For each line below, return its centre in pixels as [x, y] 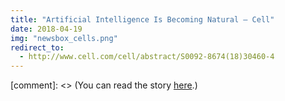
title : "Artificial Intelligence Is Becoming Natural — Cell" [142, 19]
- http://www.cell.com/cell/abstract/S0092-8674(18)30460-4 [147, 57]
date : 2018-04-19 [46, 29]
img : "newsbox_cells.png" [64, 38]
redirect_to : [37, 47]
